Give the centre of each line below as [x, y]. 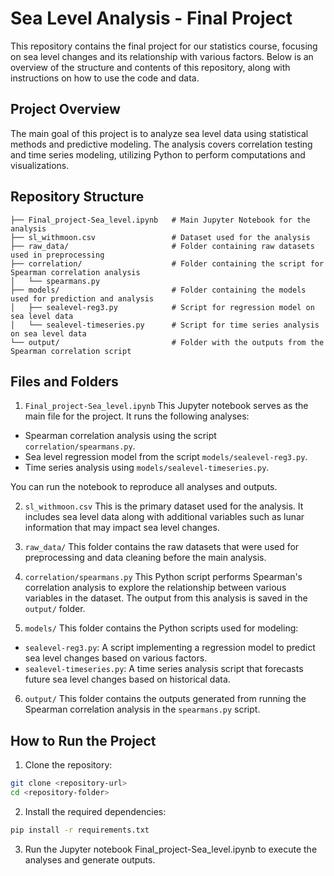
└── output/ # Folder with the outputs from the [167, 342]
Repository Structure [77, 197]
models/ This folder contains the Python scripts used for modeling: [161, 628]
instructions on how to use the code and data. [105, 78]
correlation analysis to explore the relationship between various [155, 588]
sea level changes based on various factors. [116, 658]
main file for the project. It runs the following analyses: [137, 416]
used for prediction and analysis [82, 298]
